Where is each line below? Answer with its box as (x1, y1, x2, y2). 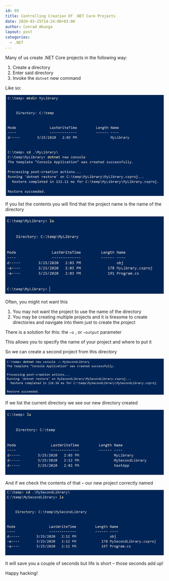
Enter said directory (12, 70, 54, 76)
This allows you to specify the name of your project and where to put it (5, 339, 152, 345)
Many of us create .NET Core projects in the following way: (5, 55, 127, 61)
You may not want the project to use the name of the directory (12, 308, 142, 315)
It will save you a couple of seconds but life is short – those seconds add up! (5, 560, 163, 566)
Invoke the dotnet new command (12, 75, 81, 81)
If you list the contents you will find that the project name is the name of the (5, 201, 162, 207)
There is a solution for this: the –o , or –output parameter (5, 329, 122, 335)
